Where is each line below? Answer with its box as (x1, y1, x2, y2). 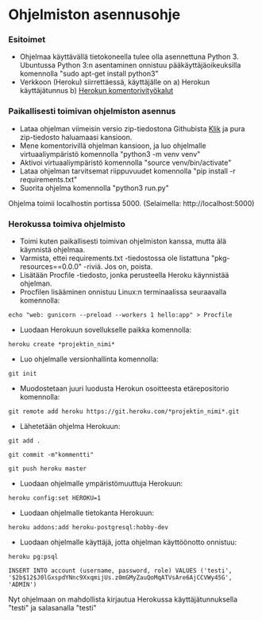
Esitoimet (8, 34, 46, 45)
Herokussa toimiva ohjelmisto (8, 218, 125, 229)
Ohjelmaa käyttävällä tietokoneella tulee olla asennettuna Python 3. (19, 52, 240, 61)
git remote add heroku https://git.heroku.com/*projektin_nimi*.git (8, 407, 240, 415)
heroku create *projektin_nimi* (8, 341, 115, 349)
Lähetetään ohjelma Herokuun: (19, 422, 121, 431)
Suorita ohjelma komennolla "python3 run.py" (19, 183, 169, 193)
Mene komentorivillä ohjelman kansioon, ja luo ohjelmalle (19, 141, 206, 150)
